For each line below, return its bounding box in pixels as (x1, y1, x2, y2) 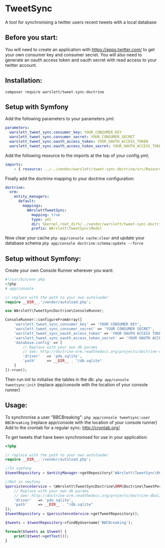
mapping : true (31, 212, 60, 217)
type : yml (31, 217, 52, 222)
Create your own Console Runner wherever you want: (5, 267, 114, 273)
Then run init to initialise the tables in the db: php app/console (5, 376, 129, 382)
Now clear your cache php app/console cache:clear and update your (5, 235, 145, 241)
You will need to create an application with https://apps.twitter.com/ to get (5, 46, 155, 52)
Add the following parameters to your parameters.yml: (5, 116, 114, 122)
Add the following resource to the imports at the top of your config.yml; (5, 152, 149, 158)
